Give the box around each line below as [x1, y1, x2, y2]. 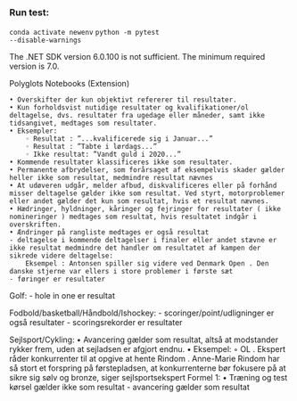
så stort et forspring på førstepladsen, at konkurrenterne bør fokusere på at [9, 363, 286, 373]
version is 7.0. [9, 61, 60, 72]
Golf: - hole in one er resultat [9, 291, 116, 301]
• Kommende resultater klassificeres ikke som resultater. [9, 158, 234, 167]
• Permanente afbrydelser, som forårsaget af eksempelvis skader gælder [9, 166, 285, 175]
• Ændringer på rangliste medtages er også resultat [9, 228, 210, 237]
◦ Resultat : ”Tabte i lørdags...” [25, 143, 158, 151]
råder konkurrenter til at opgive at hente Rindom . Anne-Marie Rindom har [9, 354, 281, 364]
